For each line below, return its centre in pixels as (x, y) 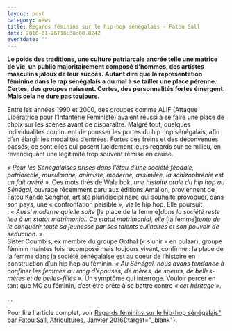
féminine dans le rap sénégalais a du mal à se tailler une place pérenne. (112, 81)
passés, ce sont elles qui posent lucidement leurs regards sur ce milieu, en (114, 147)
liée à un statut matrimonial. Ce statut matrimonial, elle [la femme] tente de (114, 219)
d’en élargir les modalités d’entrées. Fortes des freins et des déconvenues (113, 139)
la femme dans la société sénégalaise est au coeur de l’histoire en (101, 256)
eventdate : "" (28, 40)
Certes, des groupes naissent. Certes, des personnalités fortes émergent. (116, 89)
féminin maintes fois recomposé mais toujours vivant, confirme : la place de (115, 249)
